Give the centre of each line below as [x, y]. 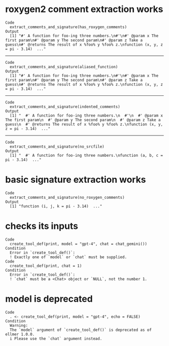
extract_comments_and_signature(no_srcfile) [57, 147]
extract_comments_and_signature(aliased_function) [64, 67]
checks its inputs [42, 226]
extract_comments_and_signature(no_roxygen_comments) [67, 197]
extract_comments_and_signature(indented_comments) [65, 106]
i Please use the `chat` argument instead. [56, 338]
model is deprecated [49, 299]
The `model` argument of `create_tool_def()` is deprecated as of [81, 330]
